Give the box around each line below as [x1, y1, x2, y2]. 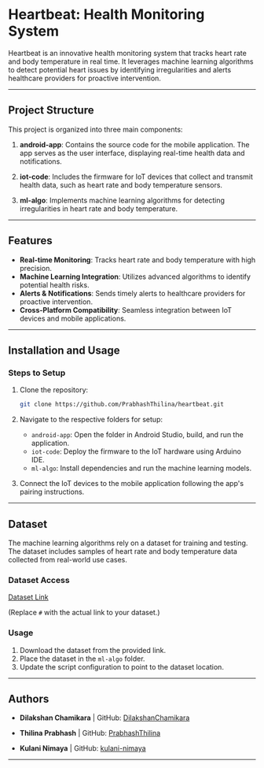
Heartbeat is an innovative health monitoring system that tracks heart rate [8, 48, 247, 58]
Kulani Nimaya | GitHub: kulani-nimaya [19, 744, 147, 753]
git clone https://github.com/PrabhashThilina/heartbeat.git [19, 400, 225, 409]
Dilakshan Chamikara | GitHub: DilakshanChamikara [19, 713, 190, 722]
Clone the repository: [19, 385, 89, 395]
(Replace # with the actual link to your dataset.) [8, 608, 160, 618]
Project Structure [8, 104, 94, 117]
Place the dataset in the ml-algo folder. [19, 654, 145, 663]
